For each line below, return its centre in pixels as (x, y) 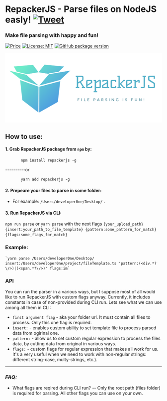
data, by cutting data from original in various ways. (64, 344)
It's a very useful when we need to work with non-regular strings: (79, 354)
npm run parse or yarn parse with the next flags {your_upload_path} (74, 224)
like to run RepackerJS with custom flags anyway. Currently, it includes (78, 297)
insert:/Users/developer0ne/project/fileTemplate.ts (61, 263)
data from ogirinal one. (36, 333)
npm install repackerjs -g (49, 160)
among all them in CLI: (28, 308)
